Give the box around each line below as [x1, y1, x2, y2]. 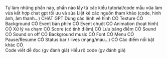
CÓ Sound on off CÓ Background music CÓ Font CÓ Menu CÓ [5, 31, 134, 37]
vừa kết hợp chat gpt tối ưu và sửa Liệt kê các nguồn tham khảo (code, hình [5, 10, 161, 16]
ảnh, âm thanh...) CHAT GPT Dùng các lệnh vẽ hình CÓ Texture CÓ [5, 15, 143, 21]
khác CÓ [5, 42, 24, 47]
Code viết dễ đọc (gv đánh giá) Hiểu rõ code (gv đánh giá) [5, 47, 126, 53]
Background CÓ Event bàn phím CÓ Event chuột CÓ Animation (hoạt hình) [5, 20, 159, 26]
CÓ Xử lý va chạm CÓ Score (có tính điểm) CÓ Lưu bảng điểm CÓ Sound [5, 26, 156, 32]
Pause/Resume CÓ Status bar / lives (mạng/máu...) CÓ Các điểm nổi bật [5, 36, 154, 42]
